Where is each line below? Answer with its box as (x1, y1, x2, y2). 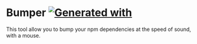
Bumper (6, 6, 46, 20)
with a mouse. (6, 32, 40, 39)
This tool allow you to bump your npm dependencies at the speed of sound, (6, 26, 192, 33)
